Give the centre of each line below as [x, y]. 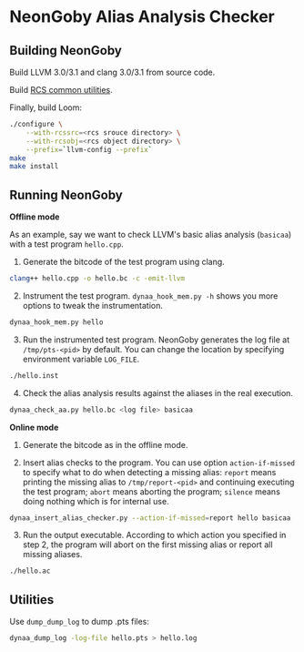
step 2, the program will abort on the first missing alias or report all [147, 545]
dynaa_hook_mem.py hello [56, 322]
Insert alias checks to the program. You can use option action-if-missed [159, 463]
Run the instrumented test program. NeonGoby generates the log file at [156, 340]
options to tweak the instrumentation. [93, 305]
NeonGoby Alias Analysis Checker [142, 17]
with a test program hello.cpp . [67, 244]
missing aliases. [52, 555]
